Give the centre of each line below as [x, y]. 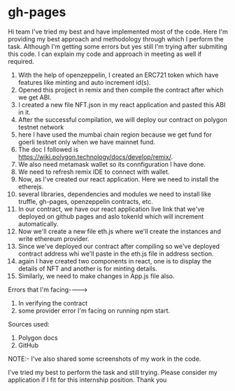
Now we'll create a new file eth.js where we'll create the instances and [119, 231]
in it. [24, 112]
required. [21, 61]
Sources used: [29, 324]
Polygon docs [38, 338]
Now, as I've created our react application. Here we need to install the [119, 179]
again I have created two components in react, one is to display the [115, 261]
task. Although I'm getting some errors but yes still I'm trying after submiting [118, 46]
